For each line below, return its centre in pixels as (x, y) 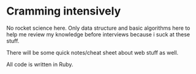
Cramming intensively (64, 11)
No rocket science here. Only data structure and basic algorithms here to (98, 28)
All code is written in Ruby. (40, 64)
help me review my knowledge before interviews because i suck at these (98, 34)
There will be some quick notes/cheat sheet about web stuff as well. (92, 52)
